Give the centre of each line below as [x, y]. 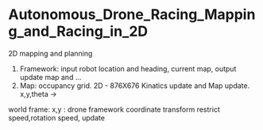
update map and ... [50, 77]
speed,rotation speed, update [57, 117]
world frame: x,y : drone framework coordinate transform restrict [114, 109]
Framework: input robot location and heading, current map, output [128, 68]
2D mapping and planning [50, 53]
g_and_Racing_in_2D [78, 31]
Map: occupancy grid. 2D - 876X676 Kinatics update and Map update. [135, 86]
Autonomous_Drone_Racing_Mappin [132, 15]
